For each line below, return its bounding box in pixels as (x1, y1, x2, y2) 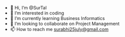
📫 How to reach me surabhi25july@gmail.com (10, 26, 109, 32)
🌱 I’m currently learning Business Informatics (10, 15, 105, 21)
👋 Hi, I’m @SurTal (10, 5, 47, 10)
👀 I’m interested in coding (10, 10, 65, 16)
